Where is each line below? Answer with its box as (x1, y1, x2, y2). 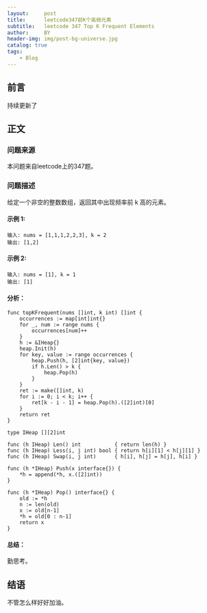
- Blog (19, 55, 38, 62)
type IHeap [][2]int (7, 429, 66, 436)
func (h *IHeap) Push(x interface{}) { (7, 465, 121, 473)
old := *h (19, 495, 48, 502)
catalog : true (7, 42, 48, 49)
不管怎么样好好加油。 (7, 599, 67, 607)
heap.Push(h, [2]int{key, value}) (32, 358, 130, 364)
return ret (19, 412, 51, 418)
